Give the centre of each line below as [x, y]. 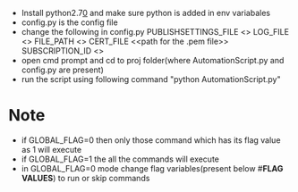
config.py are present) [63, 70]
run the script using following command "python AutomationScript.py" [151, 79]
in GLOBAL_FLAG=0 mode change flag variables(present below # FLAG [152, 168]
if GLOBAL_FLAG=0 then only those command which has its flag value [151, 140]
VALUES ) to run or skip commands [85, 178]
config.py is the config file [69, 22]
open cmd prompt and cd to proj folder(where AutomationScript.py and [153, 60]
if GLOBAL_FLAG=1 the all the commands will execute [120, 159]
